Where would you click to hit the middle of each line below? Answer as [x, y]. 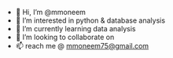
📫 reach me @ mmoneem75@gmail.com [82, 46]
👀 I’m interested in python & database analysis [90, 20]
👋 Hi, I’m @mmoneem [51, 12]
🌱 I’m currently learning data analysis [75, 29]
